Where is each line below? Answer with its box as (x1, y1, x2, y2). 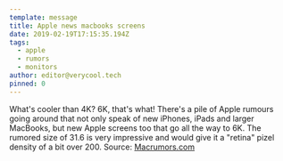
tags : (9, 37, 29, 47)
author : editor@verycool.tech (9, 71, 122, 80)
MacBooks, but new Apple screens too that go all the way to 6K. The (9, 122, 262, 133)
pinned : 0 (9, 79, 46, 88)
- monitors (17, 63, 58, 72)
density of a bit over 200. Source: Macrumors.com (9, 141, 196, 152)
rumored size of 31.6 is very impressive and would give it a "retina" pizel (9, 132, 275, 142)
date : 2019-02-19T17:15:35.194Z (9, 29, 129, 38)
